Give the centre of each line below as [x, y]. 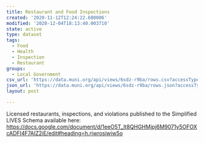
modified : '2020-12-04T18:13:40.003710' [58, 23]
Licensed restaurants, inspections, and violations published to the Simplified [102, 114]
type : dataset [24, 35]
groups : [16, 68]
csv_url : [17, 80]
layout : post [23, 91]
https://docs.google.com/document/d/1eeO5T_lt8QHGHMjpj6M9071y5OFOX [102, 127]
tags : [13, 40]
